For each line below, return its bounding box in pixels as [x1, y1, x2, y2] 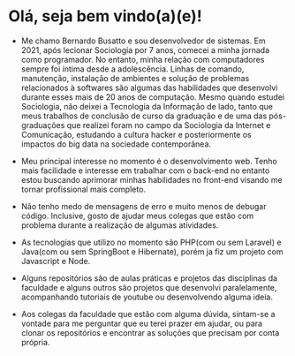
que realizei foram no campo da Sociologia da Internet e [66, 119, 271, 130]
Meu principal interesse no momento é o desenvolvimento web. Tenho [20, 155, 277, 166]
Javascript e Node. [20, 255, 91, 266]
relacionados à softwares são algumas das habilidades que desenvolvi [20, 82, 278, 93]
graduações [20, 119, 65, 130]
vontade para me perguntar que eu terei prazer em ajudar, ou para [20, 318, 262, 329]
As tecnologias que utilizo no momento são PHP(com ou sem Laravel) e [20, 237, 282, 247]
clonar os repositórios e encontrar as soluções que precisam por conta [20, 327, 280, 337]
